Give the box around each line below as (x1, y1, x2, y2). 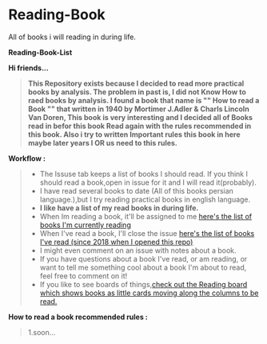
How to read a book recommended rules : (8, 312, 148, 322)
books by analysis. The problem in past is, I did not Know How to (27, 86, 246, 97)
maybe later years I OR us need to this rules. (27, 138, 178, 147)
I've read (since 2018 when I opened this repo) (39, 237, 193, 246)
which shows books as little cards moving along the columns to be (39, 288, 259, 298)
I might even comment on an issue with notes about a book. (39, 246, 237, 255)
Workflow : (8, 154, 46, 163)
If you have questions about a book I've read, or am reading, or (39, 254, 248, 263)
